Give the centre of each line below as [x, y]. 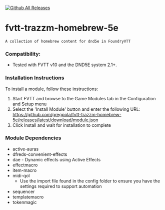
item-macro [24, 170]
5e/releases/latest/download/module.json [55, 120]
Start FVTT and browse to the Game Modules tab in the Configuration [84, 98]
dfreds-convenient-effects [40, 154]
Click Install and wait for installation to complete [62, 125]
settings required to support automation [61, 186]
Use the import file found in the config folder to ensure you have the [90, 181]
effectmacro [25, 165]
